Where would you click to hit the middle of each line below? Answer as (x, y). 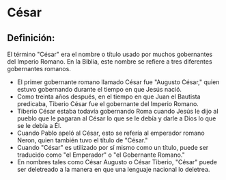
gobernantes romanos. (39, 69)
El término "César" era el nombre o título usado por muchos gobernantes (110, 54)
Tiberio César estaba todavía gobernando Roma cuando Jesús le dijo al (117, 111)
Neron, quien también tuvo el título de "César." (82, 140)
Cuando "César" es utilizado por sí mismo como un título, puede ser (113, 147)
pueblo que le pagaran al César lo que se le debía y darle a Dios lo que (116, 118)
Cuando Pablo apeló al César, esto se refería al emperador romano (111, 133)
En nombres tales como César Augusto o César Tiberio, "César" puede (117, 162)
